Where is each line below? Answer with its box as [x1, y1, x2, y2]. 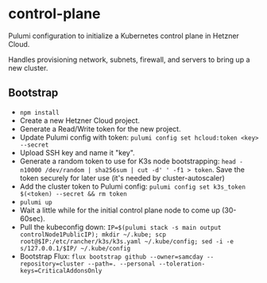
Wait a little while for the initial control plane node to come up [19, 205, 220, 215]
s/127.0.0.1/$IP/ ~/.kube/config [19, 244, 131, 252]
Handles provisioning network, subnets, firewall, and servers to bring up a [8, 55, 250, 64]
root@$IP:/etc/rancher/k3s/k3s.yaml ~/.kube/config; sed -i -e [19, 237, 234, 246]
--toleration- [158, 259, 206, 268]
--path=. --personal [87, 259, 156, 268]
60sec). [19, 213, 45, 223]
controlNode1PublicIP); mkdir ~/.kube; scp [19, 231, 167, 239]
